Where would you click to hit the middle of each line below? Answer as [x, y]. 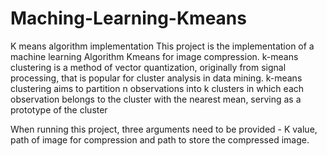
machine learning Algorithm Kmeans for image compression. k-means [154, 56]
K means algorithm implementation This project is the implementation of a [162, 46]
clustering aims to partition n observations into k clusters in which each [157, 88]
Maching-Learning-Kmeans [128, 18]
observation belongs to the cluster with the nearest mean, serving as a [156, 99]
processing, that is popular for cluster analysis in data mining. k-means [156, 78]
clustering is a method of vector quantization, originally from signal [148, 67]
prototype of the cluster [59, 109]
